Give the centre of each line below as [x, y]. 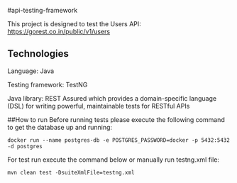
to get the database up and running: [60, 127]
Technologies [38, 54]
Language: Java [31, 71]
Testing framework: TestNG [48, 84]
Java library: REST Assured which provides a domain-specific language [112, 98]
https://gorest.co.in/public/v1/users [59, 32]
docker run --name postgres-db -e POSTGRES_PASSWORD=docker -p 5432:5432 [119, 140]
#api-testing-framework [43, 10]
